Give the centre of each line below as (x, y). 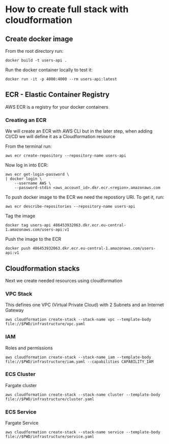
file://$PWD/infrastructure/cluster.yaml (50, 399)
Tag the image (20, 216)
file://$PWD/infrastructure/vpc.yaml (45, 324)
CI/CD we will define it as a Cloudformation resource (60, 137)
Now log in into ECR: (27, 165)
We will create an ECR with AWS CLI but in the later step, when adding (79, 131)
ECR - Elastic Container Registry (58, 95)
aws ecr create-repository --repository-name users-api (66, 156)
